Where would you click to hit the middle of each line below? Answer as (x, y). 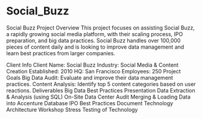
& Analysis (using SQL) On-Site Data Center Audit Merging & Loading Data (99, 97)
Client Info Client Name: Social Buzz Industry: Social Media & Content (93, 65)
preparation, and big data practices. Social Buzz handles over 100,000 (93, 40)
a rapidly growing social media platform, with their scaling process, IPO (95, 34)
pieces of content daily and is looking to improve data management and (95, 47)
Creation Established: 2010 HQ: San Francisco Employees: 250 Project (93, 71)
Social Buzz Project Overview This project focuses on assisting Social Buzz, (100, 28)
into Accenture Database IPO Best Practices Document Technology (90, 103)
